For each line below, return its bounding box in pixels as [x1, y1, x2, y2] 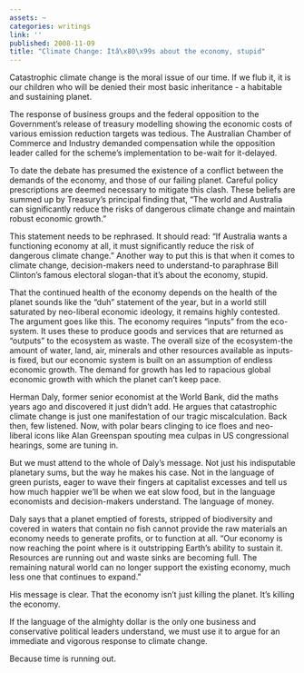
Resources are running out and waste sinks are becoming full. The [9, 552, 258, 563]
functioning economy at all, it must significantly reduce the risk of [9, 241, 255, 252]
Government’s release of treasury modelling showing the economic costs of [9, 119, 293, 130]
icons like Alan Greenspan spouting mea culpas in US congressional [34, 431, 289, 441]
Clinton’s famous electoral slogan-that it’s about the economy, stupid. [9, 270, 269, 281]
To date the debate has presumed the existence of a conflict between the [9, 165, 284, 176]
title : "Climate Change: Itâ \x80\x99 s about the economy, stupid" [9, 47, 266, 56]
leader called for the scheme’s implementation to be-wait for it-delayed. [9, 147, 278, 159]
